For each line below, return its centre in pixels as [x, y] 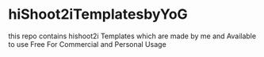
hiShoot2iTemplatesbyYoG [98, 14]
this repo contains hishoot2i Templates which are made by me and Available [132, 36]
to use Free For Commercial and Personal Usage [87, 44]
